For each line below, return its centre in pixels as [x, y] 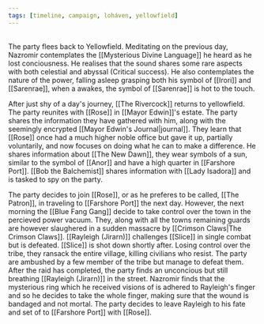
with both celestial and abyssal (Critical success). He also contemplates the [131, 71]
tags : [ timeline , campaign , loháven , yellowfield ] [93, 15]
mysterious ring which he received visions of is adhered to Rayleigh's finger [132, 287]
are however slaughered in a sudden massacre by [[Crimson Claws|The [125, 228]
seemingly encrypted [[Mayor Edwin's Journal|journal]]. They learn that [125, 129]
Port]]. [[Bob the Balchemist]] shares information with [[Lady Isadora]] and [130, 171]
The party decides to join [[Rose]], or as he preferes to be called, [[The [124, 194]
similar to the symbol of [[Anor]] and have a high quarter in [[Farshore [122, 162]
